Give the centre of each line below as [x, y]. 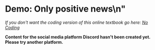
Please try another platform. [34, 42]
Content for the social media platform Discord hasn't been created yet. [78, 37]
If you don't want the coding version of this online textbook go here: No [77, 22]
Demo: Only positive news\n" [65, 9]
